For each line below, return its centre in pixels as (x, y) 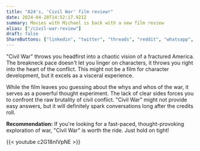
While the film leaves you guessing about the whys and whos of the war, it (98, 87)
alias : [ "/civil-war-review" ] (44, 28)
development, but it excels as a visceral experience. (70, 75)
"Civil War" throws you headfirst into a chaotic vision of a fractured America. (100, 56)
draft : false (22, 34)
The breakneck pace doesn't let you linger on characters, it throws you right (100, 63)
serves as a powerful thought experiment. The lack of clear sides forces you (100, 93)
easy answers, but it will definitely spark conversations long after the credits (100, 106)
